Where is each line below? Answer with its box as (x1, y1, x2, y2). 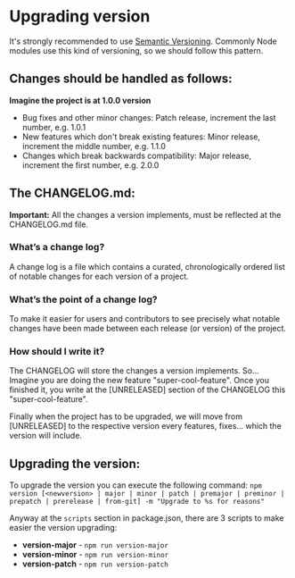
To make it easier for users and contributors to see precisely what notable (9, 314, 281, 324)
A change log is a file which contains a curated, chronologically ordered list (9, 261, 285, 272)
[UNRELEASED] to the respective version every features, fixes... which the (9, 421, 283, 431)
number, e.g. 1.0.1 (21, 121, 86, 132)
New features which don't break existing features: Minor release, (21, 131, 261, 142)
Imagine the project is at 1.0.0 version (9, 95, 152, 105)
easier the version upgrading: (9, 523, 118, 533)
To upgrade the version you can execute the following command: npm (9, 480, 263, 490)
